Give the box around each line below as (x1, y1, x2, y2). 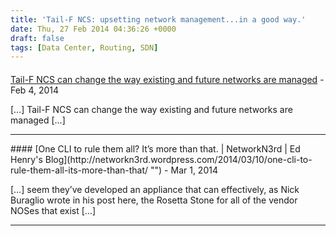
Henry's (10, 153, 43, 165)
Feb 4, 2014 (10, 84, 60, 96)
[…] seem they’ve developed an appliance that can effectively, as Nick (10, 183, 300, 195)
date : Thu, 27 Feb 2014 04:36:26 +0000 (10, 24, 177, 34)
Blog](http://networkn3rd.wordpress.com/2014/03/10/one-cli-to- (44, 153, 313, 165)
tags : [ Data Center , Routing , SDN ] (10, 42, 159, 53)
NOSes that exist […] (10, 204, 97, 216)
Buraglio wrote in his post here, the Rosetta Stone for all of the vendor (10, 194, 298, 206)
